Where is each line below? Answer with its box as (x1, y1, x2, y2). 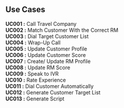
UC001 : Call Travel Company (5, 20, 77, 27)
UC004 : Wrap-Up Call (5, 39, 61, 46)
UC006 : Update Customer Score (5, 51, 86, 58)
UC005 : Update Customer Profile (5, 45, 87, 52)
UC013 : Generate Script (5, 95, 65, 102)
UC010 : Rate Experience (5, 76, 66, 83)
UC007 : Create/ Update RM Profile (5, 58, 91, 65)
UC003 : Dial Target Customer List (5, 32, 89, 40)
